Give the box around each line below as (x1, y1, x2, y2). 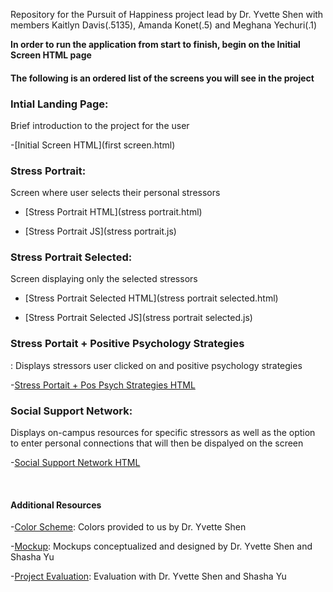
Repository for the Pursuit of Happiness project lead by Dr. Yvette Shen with (10, 9, 324, 20)
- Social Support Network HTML (10, 457, 141, 469)
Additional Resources (10, 499, 102, 511)
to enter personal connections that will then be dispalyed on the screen (10, 437, 304, 449)
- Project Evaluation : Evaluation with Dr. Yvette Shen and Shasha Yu (10, 570, 287, 583)
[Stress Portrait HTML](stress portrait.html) (24, 206, 203, 218)
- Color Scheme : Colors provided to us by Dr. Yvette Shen (10, 521, 247, 533)
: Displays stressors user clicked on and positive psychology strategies (10, 359, 303, 371)
